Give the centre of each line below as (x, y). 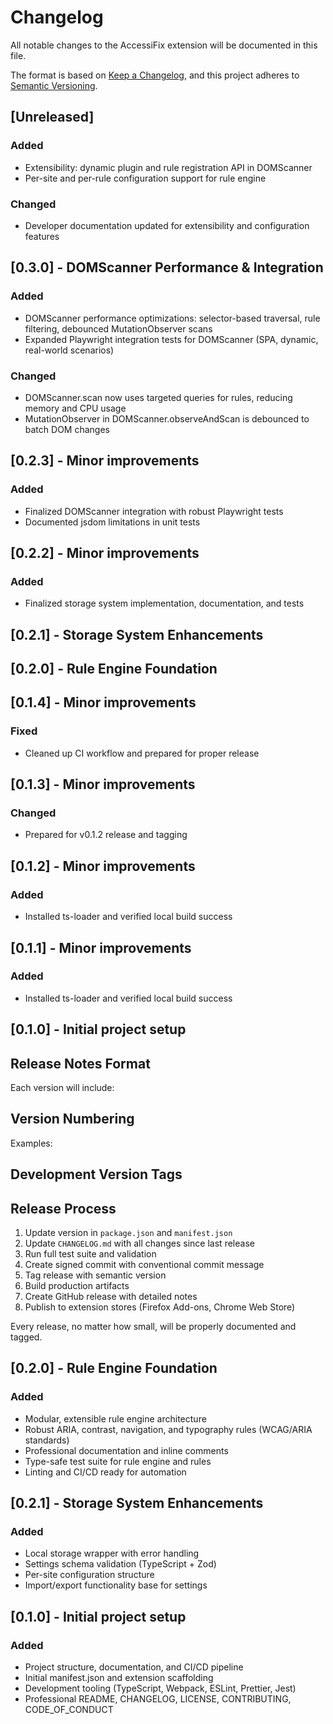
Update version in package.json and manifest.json (128, 1233)
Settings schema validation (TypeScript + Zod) (120, 1564)
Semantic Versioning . (54, 85)
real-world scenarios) (69, 350)
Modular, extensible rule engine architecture (115, 1418)
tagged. (26, 1337)
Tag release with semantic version (95, 1275)
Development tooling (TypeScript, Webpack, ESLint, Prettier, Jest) (160, 1688)
